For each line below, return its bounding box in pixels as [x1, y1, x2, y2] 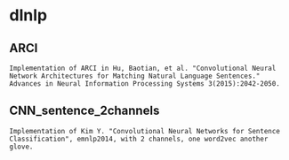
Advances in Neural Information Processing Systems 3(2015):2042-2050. [9, 80, 280, 88]
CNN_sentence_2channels [9, 103, 160, 118]
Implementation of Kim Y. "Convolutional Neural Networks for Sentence [9, 126, 280, 135]
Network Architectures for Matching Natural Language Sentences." [9, 72, 261, 80]
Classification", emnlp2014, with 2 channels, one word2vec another [9, 134, 269, 143]
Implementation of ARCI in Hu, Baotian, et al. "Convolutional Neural [9, 64, 277, 72]
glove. [9, 142, 34, 151]
